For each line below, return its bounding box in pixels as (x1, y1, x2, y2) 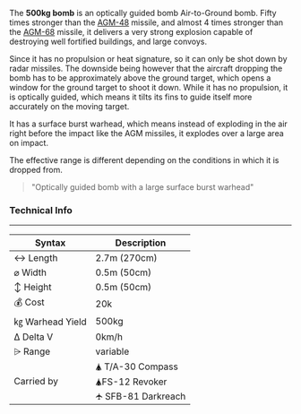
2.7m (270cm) (95, 252, 158, 264)
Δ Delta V (13, 331, 54, 343)
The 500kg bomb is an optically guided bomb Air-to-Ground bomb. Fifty (9, 8, 277, 18)
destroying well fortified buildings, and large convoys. (9, 36, 208, 47)
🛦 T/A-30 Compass (95, 360, 179, 373)
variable (95, 345, 130, 358)
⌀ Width (13, 266, 47, 279)
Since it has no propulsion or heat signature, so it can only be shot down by (9, 54, 288, 64)
